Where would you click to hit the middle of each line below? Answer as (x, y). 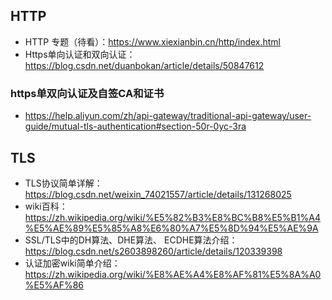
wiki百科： (46, 206)
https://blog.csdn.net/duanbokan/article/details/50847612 (144, 65)
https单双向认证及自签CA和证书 (87, 93)
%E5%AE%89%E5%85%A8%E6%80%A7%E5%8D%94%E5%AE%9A (171, 228)
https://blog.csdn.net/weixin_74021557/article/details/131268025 (158, 194)
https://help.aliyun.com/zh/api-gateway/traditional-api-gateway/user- (168, 116)
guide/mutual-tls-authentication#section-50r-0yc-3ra (135, 126)
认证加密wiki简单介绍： (72, 263)
